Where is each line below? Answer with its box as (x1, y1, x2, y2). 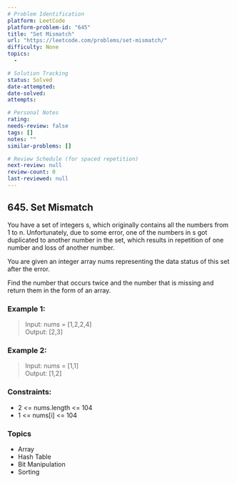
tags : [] (7, 129, 34, 136)
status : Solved (7, 76, 53, 83)
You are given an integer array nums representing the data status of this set (7, 257, 230, 265)
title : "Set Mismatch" (7, 30, 75, 38)
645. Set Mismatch (7, 201, 94, 214)
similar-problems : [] (7, 142, 72, 150)
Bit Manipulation (17, 459, 66, 468)
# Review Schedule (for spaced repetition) (7, 155, 139, 163)
